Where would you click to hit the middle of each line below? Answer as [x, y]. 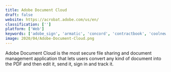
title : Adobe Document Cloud [36, 10]
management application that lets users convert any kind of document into [83, 58]
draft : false [19, 15]
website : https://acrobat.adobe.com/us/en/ [52, 19]
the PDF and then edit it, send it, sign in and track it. [60, 64]
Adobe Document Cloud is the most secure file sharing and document [78, 53]
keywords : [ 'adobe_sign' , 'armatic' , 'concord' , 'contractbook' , [76, 34]
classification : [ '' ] [28, 24]
